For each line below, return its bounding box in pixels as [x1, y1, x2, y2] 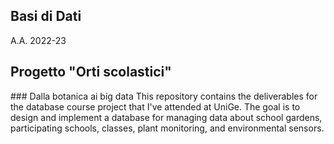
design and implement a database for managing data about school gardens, [10, 111, 323, 123]
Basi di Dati [10, 8, 82, 25]
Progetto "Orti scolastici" [10, 64, 172, 81]
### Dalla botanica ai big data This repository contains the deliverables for [10, 90, 318, 102]
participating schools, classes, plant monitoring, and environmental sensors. [10, 122, 325, 134]
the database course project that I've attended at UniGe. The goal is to [10, 100, 301, 113]
